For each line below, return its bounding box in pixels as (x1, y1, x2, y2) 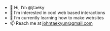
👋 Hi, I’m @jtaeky (9, 5, 45, 10)
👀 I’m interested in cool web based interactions (9, 10, 105, 15)
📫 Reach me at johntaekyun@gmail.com (9, 20, 93, 26)
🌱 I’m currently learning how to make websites (9, 15, 104, 20)
